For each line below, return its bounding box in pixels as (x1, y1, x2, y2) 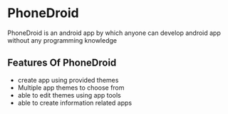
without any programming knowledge (7, 36, 118, 44)
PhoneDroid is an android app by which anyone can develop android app (7, 28, 221, 37)
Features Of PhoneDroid (7, 57, 117, 69)
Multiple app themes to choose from (17, 83, 125, 92)
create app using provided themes (17, 76, 119, 84)
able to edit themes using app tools (17, 90, 121, 99)
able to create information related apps (17, 98, 133, 107)
